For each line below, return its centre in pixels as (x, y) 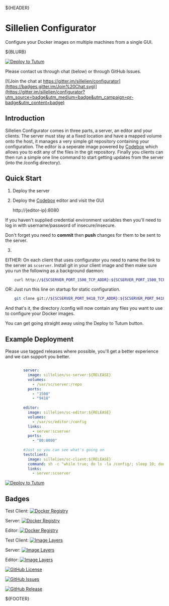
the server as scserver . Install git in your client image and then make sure (81, 265)
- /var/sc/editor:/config (59, 422)
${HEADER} (17, 8)
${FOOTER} (17, 599)
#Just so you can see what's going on (64, 450)
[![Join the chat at (24, 81)
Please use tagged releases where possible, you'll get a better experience (82, 351)
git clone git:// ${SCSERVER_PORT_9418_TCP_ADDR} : (67, 299)
